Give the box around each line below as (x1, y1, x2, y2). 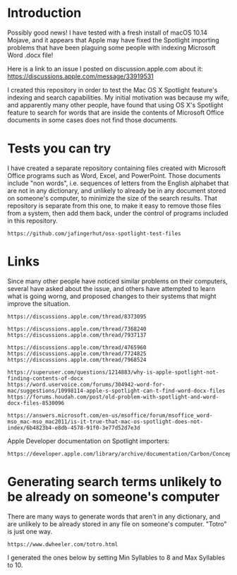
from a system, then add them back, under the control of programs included (7, 208, 229, 217)
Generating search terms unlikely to (7, 474, 222, 490)
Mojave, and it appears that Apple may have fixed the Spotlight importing (7, 35, 220, 44)
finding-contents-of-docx (7, 374, 83, 382)
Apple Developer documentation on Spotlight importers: (7, 437, 170, 445)
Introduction (7, 5, 82, 21)
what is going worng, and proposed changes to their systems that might (7, 292, 217, 300)
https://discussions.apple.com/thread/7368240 (7, 325, 147, 333)
